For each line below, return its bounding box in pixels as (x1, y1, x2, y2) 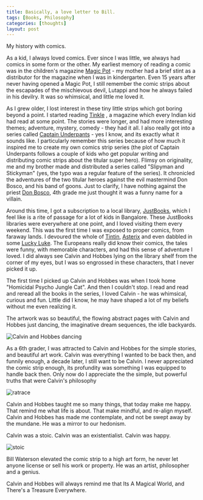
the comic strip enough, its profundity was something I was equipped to (6, 364, 187, 372)
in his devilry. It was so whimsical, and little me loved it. (6, 93, 145, 100)
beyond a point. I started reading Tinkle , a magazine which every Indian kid (6, 111, 196, 119)
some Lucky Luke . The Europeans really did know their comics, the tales (6, 240, 188, 247)
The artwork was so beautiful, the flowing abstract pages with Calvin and (6, 314, 190, 322)
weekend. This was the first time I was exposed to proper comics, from (6, 226, 184, 234)
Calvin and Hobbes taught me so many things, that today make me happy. (6, 401, 191, 408)
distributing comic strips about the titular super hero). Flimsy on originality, (6, 156, 193, 164)
